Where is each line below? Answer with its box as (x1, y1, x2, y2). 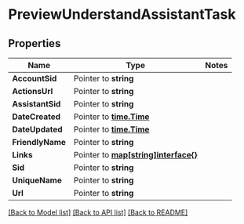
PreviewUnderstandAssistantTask (8, 5, 237, 23)
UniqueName (12, 175, 63, 186)
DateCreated (12, 111, 61, 122)
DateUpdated (12, 124, 63, 135)
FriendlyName (12, 137, 67, 147)
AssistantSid (12, 99, 61, 109)
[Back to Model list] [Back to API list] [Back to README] (8, 208, 188, 217)
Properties (8, 37, 61, 50)
